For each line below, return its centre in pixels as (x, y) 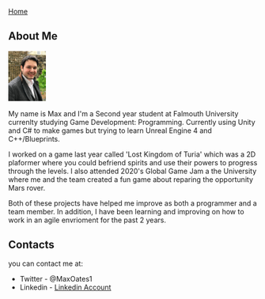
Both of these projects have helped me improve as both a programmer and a (132, 203)
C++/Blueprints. (34, 138)
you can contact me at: (45, 263)
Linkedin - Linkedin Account (65, 287)
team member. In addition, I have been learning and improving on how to (126, 211)
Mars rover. (27, 187)
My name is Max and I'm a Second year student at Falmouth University (123, 113)
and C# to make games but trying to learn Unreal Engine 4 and (110, 131)
